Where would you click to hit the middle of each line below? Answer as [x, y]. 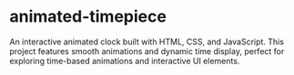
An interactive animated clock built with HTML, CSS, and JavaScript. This [147, 42]
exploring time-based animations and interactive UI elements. [125, 61]
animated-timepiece [88, 17]
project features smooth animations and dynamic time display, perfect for [147, 51]
